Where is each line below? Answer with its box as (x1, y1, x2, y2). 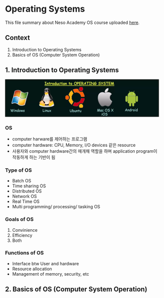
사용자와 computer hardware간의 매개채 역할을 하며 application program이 (12, 148, 158, 154)
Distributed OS (12, 188, 42, 194)
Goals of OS (5, 216, 34, 223)
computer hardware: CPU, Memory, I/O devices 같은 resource (12, 142, 136, 148)
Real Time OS (12, 199, 40, 204)
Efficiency (12, 232, 33, 238)
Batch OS (12, 178, 32, 184)
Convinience (12, 227, 38, 233)
